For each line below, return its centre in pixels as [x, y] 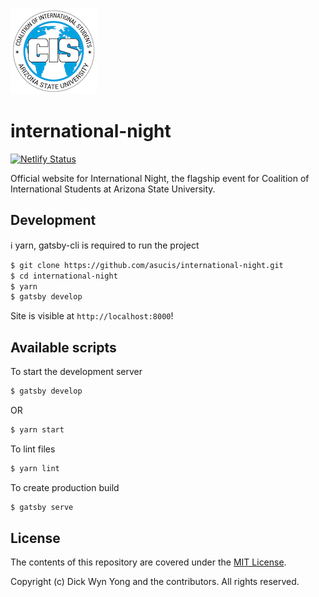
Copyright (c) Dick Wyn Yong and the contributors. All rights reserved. [155, 582]
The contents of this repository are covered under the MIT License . [148, 562]
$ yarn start [37, 429]
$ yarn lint [35, 468]
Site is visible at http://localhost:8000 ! [92, 316]
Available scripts [63, 347]
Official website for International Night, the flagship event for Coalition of [160, 178]
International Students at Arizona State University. [113, 189]
